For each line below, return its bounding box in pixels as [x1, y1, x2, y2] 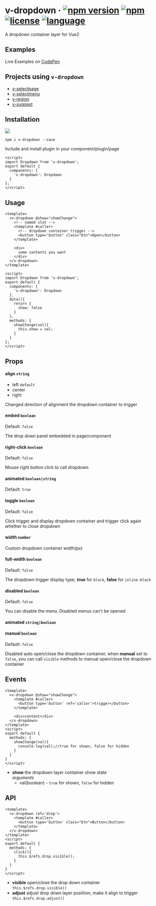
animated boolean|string [5, 475, 56, 481]
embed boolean [5, 412, 36, 418]
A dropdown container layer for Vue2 [5, 31, 79, 37]
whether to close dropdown [5, 523, 61, 529]
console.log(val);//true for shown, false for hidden [17, 743, 130, 749]
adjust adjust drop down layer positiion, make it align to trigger [12, 890, 138, 896]
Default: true [5, 486, 31, 493]
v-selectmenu [12, 91, 40, 97]
